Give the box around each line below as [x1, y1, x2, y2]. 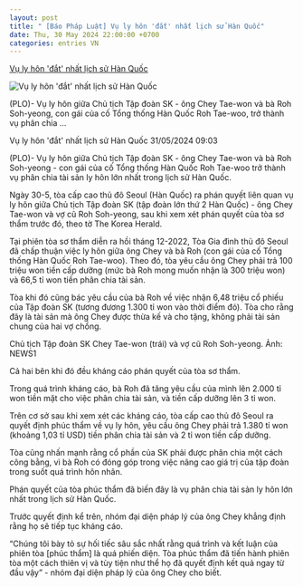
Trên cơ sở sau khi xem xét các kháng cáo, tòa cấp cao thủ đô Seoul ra [9, 410, 274, 421]
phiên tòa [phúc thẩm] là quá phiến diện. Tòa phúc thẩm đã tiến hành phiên [9, 548, 289, 559]
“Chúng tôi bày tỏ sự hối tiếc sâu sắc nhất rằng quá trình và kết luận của [9, 538, 279, 549]
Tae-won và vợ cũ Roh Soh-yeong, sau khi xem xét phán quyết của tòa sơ [9, 209, 285, 220]
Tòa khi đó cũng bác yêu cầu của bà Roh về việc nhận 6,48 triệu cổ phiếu [9, 292, 284, 303]
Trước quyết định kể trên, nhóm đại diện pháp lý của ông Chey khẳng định [9, 511, 287, 522]
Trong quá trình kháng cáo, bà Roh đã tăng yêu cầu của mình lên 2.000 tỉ [9, 383, 282, 394]
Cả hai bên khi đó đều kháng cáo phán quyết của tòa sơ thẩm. [9, 366, 241, 377]
